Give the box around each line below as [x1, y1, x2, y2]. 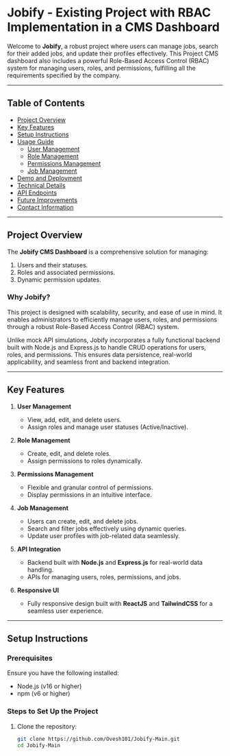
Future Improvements [16, 195, 77, 204]
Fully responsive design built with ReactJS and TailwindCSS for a [27, 599, 214, 607]
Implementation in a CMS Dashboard [7, 19, 220, 35]
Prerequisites [7, 653, 53, 663]
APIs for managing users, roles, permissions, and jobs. [27, 572, 181, 581]
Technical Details [16, 181, 66, 189]
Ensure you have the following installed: [7, 669, 120, 677]
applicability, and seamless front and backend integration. [7, 358, 170, 366]
